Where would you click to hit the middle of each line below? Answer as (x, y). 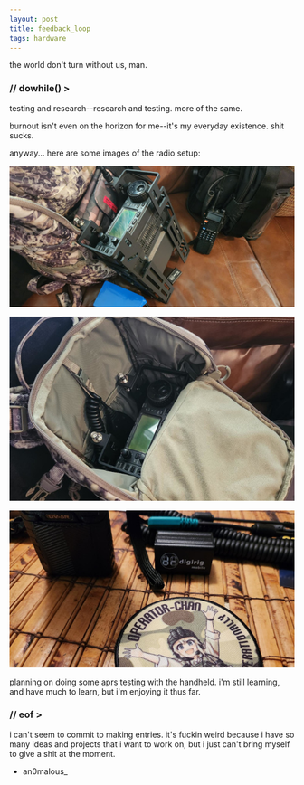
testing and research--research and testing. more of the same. (126, 108)
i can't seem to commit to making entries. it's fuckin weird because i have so (152, 734)
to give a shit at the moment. (62, 753)
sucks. (22, 135)
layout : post (34, 19)
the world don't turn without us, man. (78, 65)
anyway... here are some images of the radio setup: (105, 153)
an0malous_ (45, 771)
